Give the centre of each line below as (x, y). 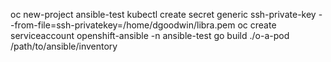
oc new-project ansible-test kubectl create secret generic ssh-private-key (163, 14)
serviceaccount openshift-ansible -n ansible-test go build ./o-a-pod (150, 35)
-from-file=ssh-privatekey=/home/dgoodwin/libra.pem (123, 25)
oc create (257, 25)
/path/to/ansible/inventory (64, 46)
